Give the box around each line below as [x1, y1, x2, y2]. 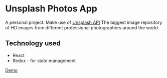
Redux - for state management [12, 58, 76, 64]
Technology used [5, 39, 61, 48]
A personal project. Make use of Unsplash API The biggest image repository [5, 19, 162, 25]
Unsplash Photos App [5, 3, 98, 14]
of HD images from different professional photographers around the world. [5, 24, 159, 30]
